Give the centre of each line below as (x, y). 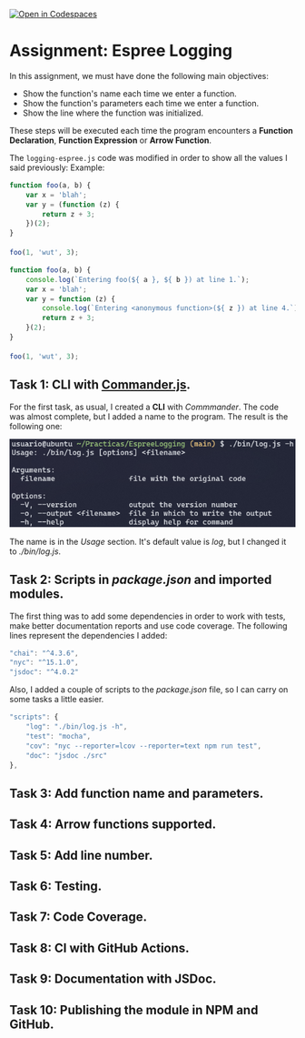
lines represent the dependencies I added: (89, 635)
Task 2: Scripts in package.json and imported (141, 580)
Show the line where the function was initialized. (113, 113)
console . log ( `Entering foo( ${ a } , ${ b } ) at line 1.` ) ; (138, 279)
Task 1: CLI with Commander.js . (100, 385)
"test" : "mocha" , (59, 736)
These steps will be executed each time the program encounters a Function (151, 130)
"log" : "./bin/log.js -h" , (77, 727)
